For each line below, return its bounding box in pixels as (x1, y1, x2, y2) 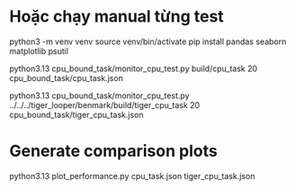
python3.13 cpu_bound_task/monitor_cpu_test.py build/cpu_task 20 (9, 63, 258, 74)
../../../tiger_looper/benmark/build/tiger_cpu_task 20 (9, 99, 201, 110)
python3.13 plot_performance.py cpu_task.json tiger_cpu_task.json (9, 170, 255, 181)
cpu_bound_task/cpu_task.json (9, 72, 124, 83)
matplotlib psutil (9, 45, 69, 56)
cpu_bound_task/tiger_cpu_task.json (9, 109, 144, 120)
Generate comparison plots (9, 141, 218, 161)
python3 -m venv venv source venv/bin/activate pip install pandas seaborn (9, 36, 287, 47)
